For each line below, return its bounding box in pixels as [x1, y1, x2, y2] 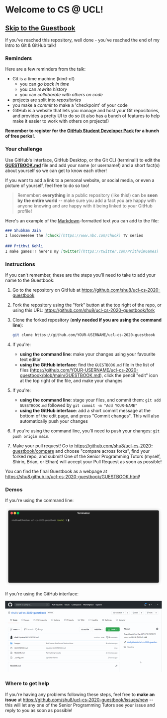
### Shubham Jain [5, 228, 41, 233]
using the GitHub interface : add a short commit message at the [19, 408, 151, 414]
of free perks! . [5, 133, 36, 139]
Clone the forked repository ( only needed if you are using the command [12, 317, 162, 323]
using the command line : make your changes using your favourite [19, 351, 156, 358]
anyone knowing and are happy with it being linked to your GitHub [17, 202, 153, 208]
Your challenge [5, 146, 43, 153]
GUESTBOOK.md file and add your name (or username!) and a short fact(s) [5, 162, 160, 168]
